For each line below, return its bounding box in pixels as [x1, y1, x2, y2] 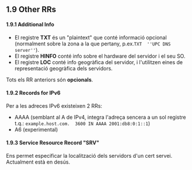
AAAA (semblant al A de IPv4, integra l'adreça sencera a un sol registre [14, 114, 186, 121]
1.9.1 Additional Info [6, 20, 54, 28]
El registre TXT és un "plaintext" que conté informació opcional [14, 34, 167, 41]
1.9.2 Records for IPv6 [6, 90, 61, 97]
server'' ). [14, 46, 40, 53]
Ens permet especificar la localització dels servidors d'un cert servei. [6, 153, 173, 159]
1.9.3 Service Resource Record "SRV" [6, 139, 99, 146]
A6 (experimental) [14, 126, 58, 133]
